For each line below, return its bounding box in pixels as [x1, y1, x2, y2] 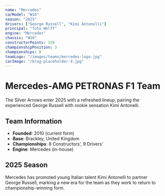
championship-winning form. [5, 184, 65, 191]
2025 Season [5, 161, 48, 169]
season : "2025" [5, 17, 37, 22]
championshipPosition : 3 [5, 45, 57, 50]
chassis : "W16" [5, 36, 37, 41]
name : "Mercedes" [5, 7, 42, 13]
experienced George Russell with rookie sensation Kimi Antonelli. [5, 103, 140, 109]
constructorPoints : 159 [5, 40, 55, 45]
